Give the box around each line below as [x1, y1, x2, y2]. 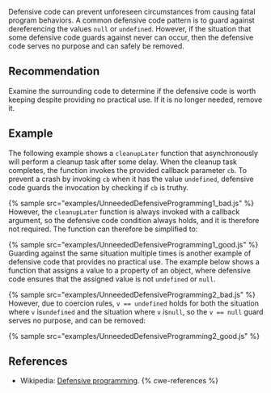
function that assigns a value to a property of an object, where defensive [8, 265, 251, 275]
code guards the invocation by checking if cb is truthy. [8, 182, 188, 192]
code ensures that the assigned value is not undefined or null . [8, 274, 216, 284]
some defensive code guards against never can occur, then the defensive [8, 32, 254, 42]
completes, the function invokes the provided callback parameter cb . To [8, 165, 248, 175]
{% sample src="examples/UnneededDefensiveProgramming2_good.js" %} [8, 331, 260, 340]
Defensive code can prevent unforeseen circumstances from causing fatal [8, 7, 256, 16]
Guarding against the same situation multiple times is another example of [8, 248, 252, 258]
